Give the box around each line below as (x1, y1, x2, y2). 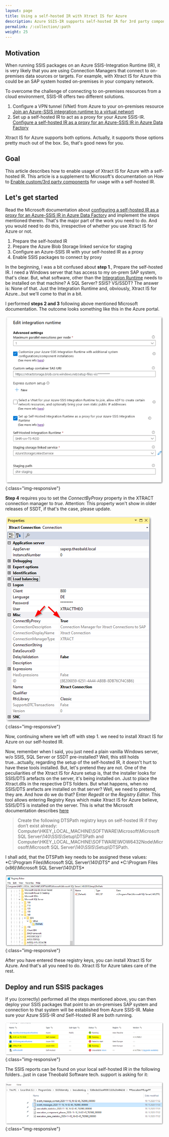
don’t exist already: (17, 822, 57, 828)
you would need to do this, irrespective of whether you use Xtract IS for (5, 223, 153, 229)
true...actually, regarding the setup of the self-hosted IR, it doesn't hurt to (5, 759, 157, 765)
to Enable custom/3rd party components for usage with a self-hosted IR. (5, 178, 155, 184)
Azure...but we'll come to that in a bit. (5, 290, 83, 296)
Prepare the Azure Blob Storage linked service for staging (12, 243, 132, 250)
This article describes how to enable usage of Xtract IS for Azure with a (5, 168, 153, 174)
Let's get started (5, 193, 59, 202)
